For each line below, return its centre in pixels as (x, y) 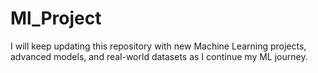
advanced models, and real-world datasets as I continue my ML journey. (159, 56)
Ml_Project (56, 18)
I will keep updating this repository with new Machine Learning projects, (158, 46)
